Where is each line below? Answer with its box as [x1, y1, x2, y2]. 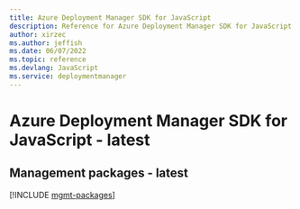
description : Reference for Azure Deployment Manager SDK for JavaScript [9, 22, 293, 31]
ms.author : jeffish [9, 38, 83, 48]
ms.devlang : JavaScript [9, 64, 99, 73]
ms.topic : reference [9, 55, 87, 64]
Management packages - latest [9, 166, 189, 181]
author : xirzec [9, 30, 67, 39]
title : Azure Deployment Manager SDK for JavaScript [9, 13, 212, 23]
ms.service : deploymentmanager [9, 72, 127, 81]
